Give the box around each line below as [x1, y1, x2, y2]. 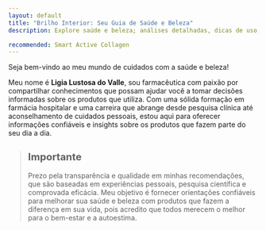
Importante [27, 151, 82, 163]
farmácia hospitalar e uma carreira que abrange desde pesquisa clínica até [8, 103, 253, 113]
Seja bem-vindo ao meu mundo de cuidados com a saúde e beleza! [8, 63, 229, 72]
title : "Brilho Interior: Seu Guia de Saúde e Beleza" [8, 19, 194, 27]
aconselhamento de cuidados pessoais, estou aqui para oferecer [8, 112, 221, 121]
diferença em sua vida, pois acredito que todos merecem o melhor [27, 204, 246, 214]
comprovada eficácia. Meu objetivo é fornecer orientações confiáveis [27, 187, 256, 197]
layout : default [8, 11, 62, 20]
